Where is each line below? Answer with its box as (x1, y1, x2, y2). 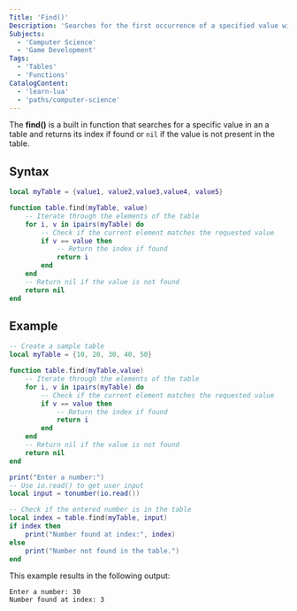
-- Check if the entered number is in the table (9, 506, 192, 514)
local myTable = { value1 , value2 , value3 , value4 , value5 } (9, 188, 224, 197)
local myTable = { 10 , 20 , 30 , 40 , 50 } (9, 351, 152, 360)
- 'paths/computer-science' (17, 95, 121, 104)
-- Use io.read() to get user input (9, 481, 144, 490)
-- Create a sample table (9, 342, 104, 351)
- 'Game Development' (17, 46, 97, 55)
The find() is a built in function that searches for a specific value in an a (9, 120, 270, 130)
